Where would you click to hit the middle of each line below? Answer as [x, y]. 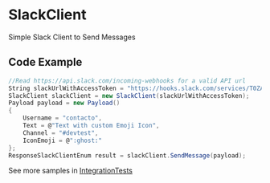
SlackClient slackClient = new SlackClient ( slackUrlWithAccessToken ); [129, 96]
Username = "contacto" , [63, 118]
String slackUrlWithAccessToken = [66, 88]
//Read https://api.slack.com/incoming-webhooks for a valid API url [127, 81]
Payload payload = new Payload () [64, 103]
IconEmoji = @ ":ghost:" [63, 140]
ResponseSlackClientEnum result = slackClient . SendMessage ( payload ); [127, 155]
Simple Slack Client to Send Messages [72, 37]
